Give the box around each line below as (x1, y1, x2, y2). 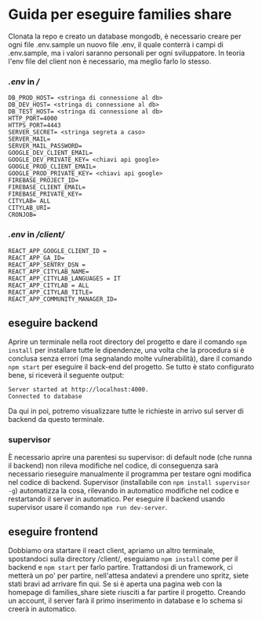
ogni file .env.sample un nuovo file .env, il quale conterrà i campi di (8, 39, 224, 49)
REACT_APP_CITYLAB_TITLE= (8, 288, 93, 296)
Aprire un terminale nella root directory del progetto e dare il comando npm (8, 337, 247, 347)
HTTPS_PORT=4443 (8, 122, 61, 130)
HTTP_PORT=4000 (8, 115, 58, 123)
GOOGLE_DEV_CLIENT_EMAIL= (8, 149, 93, 157)
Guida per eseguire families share (8, 6, 232, 24)
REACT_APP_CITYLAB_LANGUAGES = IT (8, 274, 122, 282)
